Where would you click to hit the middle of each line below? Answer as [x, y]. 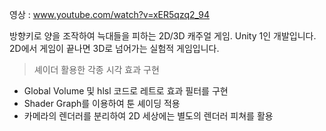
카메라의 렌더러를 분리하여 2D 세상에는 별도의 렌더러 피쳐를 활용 [148, 116]
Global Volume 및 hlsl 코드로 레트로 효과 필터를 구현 [126, 91]
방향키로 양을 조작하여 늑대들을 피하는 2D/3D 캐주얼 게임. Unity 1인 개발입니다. [163, 36]
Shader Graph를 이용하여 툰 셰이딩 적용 [102, 103]
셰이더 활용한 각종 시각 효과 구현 [96, 69]
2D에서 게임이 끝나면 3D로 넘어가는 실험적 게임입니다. [114, 48]
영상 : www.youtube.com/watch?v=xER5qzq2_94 [109, 14]
